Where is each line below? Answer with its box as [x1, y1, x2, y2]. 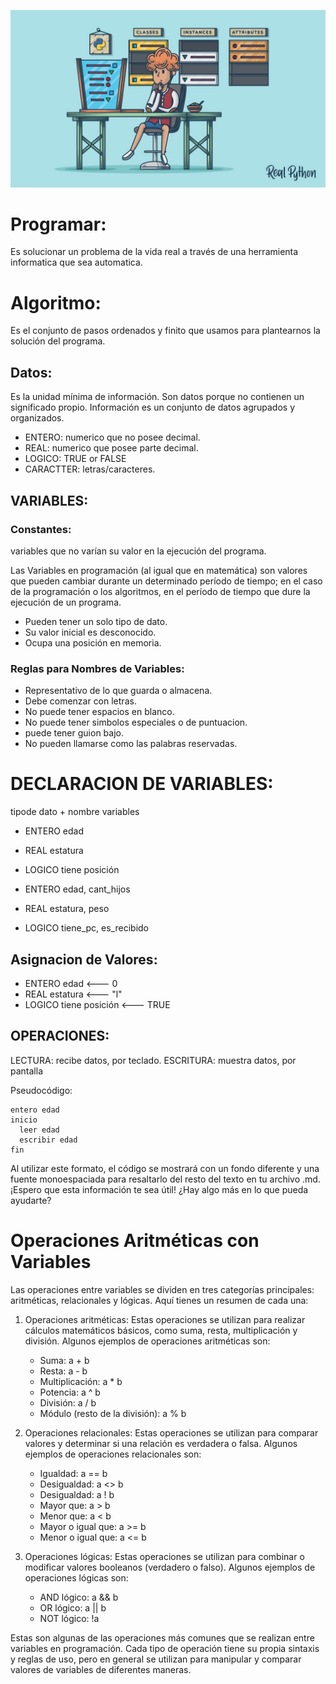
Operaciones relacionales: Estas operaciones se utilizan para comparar [24, 1426, 319, 1439]
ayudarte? [10, 1194, 52, 1206]
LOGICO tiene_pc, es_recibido [24, 922, 149, 934]
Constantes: [10, 522, 72, 536]
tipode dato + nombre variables [10, 806, 140, 818]
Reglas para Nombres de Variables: [10, 661, 185, 675]
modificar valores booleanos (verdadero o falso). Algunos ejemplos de [24, 1561, 316, 1573]
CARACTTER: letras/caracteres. [24, 463, 156, 475]
